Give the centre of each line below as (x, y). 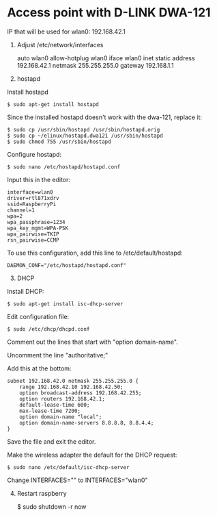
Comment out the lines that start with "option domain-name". (93, 342)
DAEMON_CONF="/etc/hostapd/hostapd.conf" (67, 265)
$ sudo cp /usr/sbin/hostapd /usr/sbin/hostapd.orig (84, 129)
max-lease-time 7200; (50, 411)
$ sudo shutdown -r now (52, 506)
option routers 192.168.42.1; (62, 399)
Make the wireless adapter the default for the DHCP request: (92, 455)
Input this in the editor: (39, 179)
